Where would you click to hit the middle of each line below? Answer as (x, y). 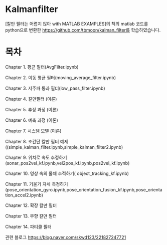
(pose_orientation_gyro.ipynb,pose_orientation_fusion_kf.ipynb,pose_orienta (84, 189)
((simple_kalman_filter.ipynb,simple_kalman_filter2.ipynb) (64, 147)
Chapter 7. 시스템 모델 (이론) (33, 131)
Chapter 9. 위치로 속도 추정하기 (36, 157)
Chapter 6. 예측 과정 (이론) (32, 120)
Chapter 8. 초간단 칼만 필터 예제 (37, 141)
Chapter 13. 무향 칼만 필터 (31, 216)
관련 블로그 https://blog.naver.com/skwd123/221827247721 (66, 237)
